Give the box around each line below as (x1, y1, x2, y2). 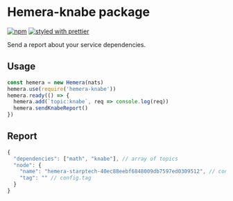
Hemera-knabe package (7, 4, 150, 20)
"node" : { (13, 161, 42, 168)
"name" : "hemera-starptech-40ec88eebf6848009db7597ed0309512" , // (19, 168, 216, 175)
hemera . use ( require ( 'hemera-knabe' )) (7, 85, 116, 92)
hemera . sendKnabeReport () (13, 105, 89, 112)
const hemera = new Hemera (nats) (7, 79, 104, 86)
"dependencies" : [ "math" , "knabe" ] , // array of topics (13, 155, 178, 162)
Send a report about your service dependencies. (7, 40, 146, 49)
